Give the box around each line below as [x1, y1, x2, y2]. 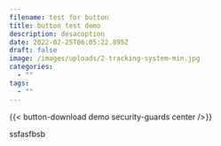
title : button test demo [9, 21, 101, 30]
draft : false [9, 46, 58, 55]
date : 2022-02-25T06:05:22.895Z [9, 37, 129, 47]
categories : [9, 63, 53, 72]
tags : [9, 79, 29, 88]
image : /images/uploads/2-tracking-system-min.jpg [9, 54, 201, 63]
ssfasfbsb [9, 128, 46, 139]
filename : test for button [9, 12, 109, 22]
